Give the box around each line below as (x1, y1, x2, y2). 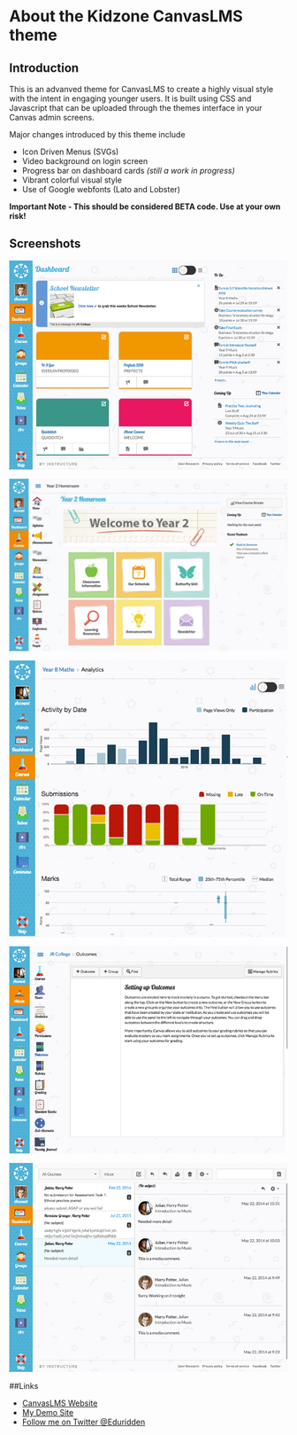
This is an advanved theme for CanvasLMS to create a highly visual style (9, 84, 274, 94)
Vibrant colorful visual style (21, 175, 122, 185)
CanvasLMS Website (21, 1398, 98, 1408)
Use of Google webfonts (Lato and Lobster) (21, 184, 181, 194)
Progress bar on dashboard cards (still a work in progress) (21, 166, 236, 175)
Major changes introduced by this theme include (9, 129, 186, 139)
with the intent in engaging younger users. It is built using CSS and (9, 93, 252, 104)
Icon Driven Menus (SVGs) (21, 146, 119, 157)
